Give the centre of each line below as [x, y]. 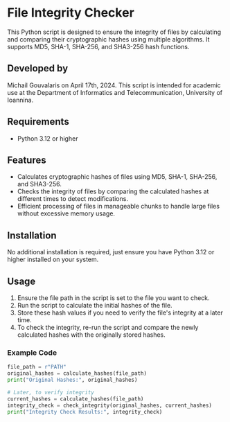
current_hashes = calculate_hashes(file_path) [76, 399]
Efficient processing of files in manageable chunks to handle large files [118, 206]
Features [27, 160]
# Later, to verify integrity [51, 392]
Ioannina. [20, 100]
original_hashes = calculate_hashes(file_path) [77, 373]
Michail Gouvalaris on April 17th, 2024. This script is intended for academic [114, 85]
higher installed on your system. [53, 260]
